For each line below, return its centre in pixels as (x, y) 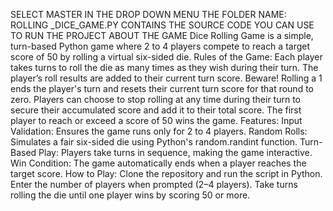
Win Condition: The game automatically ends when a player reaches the (158, 163)
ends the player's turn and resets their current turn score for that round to (162, 88)
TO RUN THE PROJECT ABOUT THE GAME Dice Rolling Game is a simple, (162, 35)
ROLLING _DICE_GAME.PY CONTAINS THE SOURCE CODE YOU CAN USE (162, 25)
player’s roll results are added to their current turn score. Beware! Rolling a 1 (166, 78)
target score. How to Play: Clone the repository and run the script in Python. (166, 173)
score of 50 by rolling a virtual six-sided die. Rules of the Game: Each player (166, 57)
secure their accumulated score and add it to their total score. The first (156, 110)
